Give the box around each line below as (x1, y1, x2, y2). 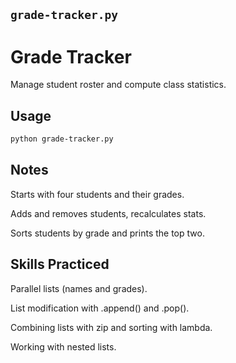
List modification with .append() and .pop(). (10, 302, 190, 314)
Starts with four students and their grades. (10, 188, 185, 200)
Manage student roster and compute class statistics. (10, 79, 227, 91)
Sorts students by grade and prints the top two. (10, 227, 205, 239)
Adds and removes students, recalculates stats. (10, 207, 207, 219)
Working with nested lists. (10, 340, 117, 353)
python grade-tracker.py (10, 134, 114, 144)
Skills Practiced (10, 256, 110, 273)
